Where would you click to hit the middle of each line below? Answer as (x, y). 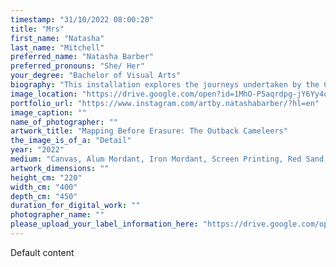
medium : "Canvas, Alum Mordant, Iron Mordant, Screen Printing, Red (156, 159)
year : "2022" (37, 150)
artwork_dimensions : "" (60, 168)
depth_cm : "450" (44, 196)
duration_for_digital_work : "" (75, 206)
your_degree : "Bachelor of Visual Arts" (96, 76)
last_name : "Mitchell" (57, 47)
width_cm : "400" (44, 187)
